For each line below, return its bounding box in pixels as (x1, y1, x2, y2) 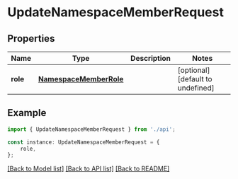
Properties (7, 33, 55, 45)
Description (130, 54, 171, 63)
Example (7, 107, 47, 119)
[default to (177, 74, 212, 83)
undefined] (177, 83, 215, 93)
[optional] (177, 65, 210, 75)
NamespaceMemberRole (38, 74, 124, 83)
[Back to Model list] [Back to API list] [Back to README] (7, 164, 170, 173)
